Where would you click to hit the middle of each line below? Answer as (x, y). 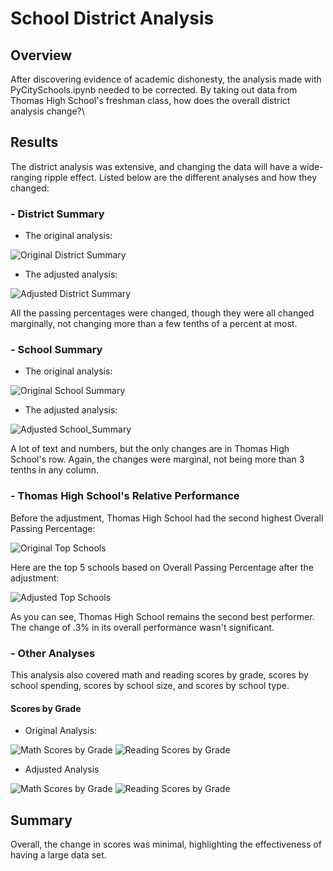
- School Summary (56, 350)
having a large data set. (58, 855)
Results (34, 142)
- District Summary (57, 214)
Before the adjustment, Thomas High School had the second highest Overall (167, 518)
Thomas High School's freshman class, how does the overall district (150, 100)
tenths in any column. (55, 470)
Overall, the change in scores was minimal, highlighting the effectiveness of (166, 844)
